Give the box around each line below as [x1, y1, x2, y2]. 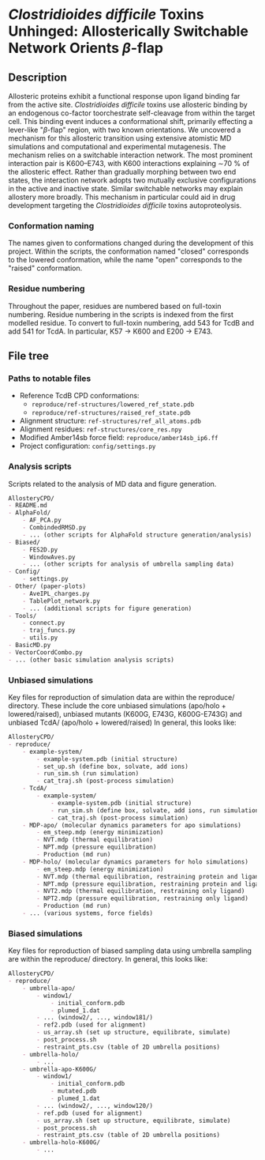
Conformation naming [8, 220, 95, 231]
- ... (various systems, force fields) [22, 910, 154, 917]
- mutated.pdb [50, 1087, 97, 1095]
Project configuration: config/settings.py [19, 441, 156, 451]
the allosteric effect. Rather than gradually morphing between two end [8, 168, 237, 176]
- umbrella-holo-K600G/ [22, 1139, 101, 1147]
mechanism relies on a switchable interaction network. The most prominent [8, 150, 253, 160]
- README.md [8, 502, 47, 510]
